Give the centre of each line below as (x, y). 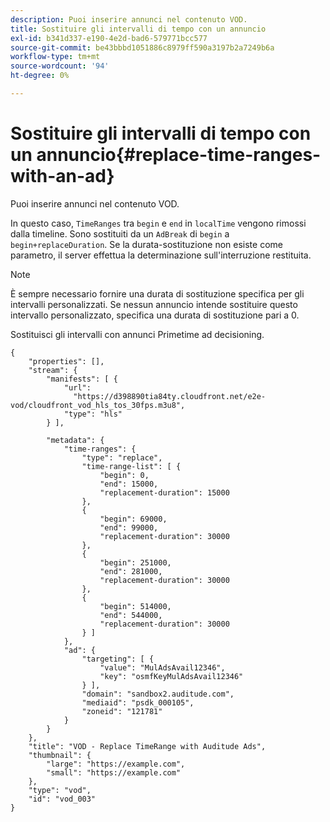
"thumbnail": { (60, 755)
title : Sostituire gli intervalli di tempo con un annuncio (138, 29)
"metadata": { (75, 440)
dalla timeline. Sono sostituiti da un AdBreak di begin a (120, 233)
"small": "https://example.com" (114, 772)
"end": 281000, (131, 571)
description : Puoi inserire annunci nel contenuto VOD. (129, 19)
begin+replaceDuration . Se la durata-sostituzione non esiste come (146, 244)
